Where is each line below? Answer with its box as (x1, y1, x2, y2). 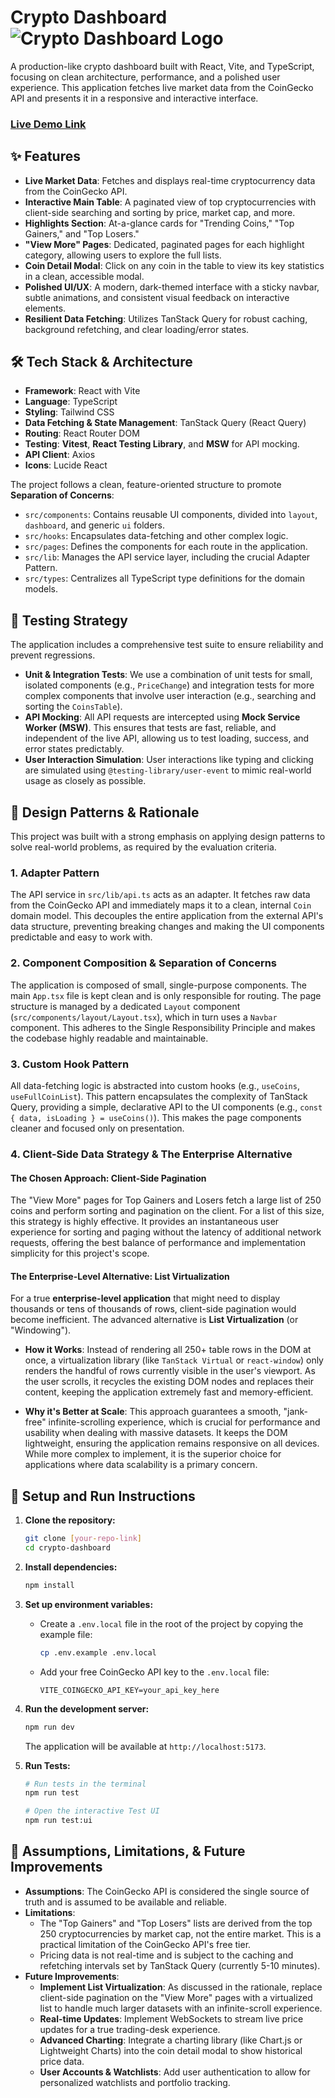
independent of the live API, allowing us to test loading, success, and (24, 732, 310, 745)
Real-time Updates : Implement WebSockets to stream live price (39, 2012, 304, 2025)
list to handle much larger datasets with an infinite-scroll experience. (39, 2002, 323, 2014)
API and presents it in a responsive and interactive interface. (10, 92, 259, 104)
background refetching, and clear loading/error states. (24, 323, 250, 335)
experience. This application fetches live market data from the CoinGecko (10, 81, 314, 93)
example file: (39, 1628, 93, 1640)
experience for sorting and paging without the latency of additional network (10, 1226, 322, 1238)
